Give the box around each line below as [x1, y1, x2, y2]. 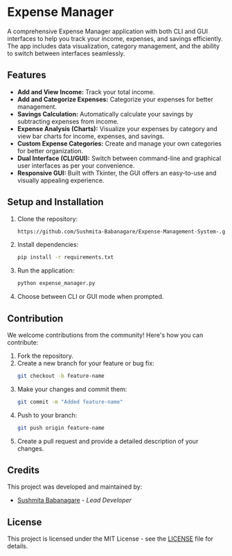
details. [7, 542, 28, 550]
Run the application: [17, 266, 75, 275]
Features [7, 69, 46, 81]
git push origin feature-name [17, 424, 105, 431]
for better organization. [17, 146, 84, 155]
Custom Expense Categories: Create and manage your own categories [17, 139, 222, 148]
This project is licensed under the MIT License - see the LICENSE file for [7, 535, 213, 543]
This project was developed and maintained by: [7, 483, 143, 491]
